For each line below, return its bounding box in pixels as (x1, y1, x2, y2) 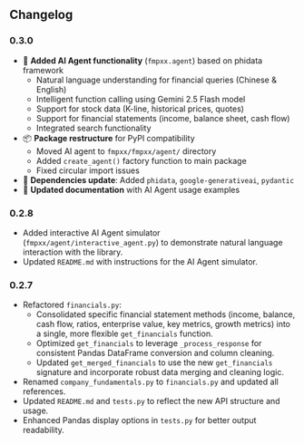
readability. (22, 425, 65, 436)
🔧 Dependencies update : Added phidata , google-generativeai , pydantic (22, 174, 295, 185)
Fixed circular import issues (35, 165, 141, 176)
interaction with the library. (22, 246, 123, 257)
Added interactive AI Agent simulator (22, 227, 161, 238)
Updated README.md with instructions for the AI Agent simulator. (22, 256, 259, 266)
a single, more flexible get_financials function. (35, 328, 213, 339)
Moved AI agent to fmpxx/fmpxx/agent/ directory (35, 145, 217, 157)
